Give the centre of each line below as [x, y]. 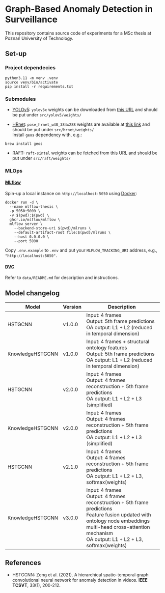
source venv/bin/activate [31, 82]
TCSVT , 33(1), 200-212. [36, 585]
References [23, 563]
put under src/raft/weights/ [41, 158]
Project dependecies [30, 68]
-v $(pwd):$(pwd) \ [29, 215]
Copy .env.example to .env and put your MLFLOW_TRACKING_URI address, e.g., [81, 250]
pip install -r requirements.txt [39, 86]
